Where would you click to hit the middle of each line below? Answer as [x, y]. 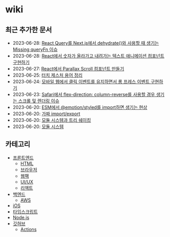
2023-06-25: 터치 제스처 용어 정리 [48, 75]
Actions [28, 229]
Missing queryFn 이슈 [35, 49]
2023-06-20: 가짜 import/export [46, 114]
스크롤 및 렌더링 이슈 [39, 101]
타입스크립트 [25, 211]
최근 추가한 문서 [29, 30]
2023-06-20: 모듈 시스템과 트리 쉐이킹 [52, 120]
